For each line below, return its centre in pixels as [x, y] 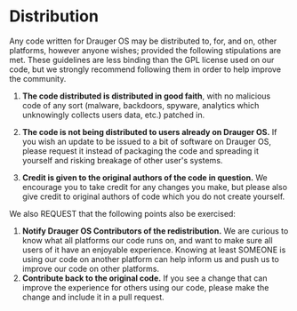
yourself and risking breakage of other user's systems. [122, 160]
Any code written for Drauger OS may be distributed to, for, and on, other [143, 41]
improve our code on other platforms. [91, 268]
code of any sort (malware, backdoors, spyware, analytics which [140, 105]
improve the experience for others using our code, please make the [145, 287]
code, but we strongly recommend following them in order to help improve [145, 69]
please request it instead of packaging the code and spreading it [140, 151]
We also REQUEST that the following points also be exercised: [122, 213]
